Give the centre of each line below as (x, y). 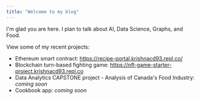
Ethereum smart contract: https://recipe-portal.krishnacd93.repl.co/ (99, 58)
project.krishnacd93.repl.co (49, 71)
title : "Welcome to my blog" (43, 12)
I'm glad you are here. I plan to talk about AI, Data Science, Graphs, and (95, 29)
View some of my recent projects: (48, 47)
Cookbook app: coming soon (51, 90)
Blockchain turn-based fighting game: (62, 65)
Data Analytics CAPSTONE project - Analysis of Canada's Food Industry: (105, 77)
